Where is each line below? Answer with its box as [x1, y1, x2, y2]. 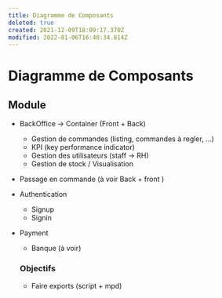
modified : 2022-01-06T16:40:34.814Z [8, 33, 128, 42]
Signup [31, 205, 55, 214]
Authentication [19, 190, 67, 199]
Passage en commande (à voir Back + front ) [19, 174, 165, 184]
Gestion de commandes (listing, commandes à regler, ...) [31, 134, 214, 144]
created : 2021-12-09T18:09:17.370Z [8, 26, 125, 34]
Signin [31, 213, 53, 223]
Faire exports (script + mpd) [31, 281, 122, 290]
